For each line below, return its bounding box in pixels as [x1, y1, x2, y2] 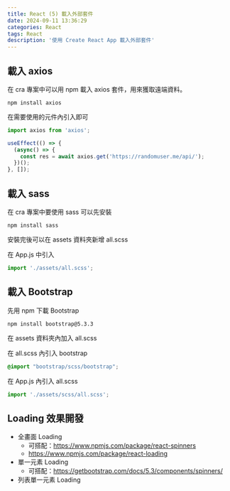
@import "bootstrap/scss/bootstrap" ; [7, 363, 119, 370]
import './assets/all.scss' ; [7, 264, 94, 271]
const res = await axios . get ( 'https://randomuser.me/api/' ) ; [20, 153, 204, 160]
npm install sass [7, 222, 59, 229]
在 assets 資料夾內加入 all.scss [7, 333, 97, 342]
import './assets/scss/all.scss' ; [7, 391, 110, 398]
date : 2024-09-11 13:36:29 [7, 17, 87, 24]
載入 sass [7, 188, 50, 200]
